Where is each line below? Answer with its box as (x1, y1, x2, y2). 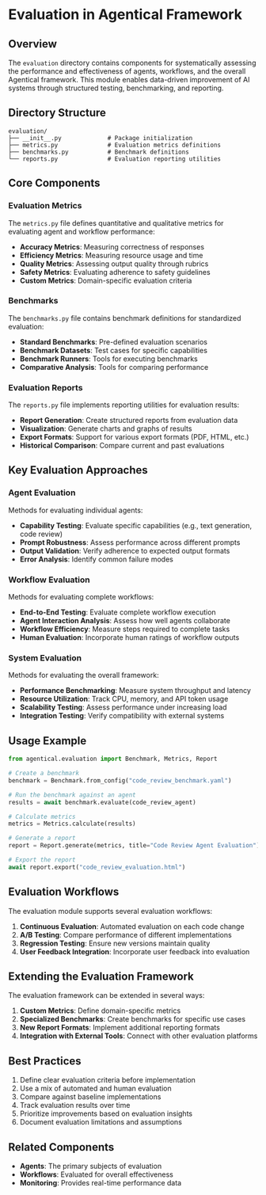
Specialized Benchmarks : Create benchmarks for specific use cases (19, 1014, 246, 1024)
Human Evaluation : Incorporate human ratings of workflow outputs (19, 633, 240, 642)
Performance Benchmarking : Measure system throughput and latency (19, 686, 252, 695)
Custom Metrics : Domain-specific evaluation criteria (19, 276, 192, 285)
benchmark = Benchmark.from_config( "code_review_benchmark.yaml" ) (8, 776, 232, 785)
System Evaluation (8, 653, 82, 663)
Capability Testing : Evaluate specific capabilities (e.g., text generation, (19, 520, 253, 530)
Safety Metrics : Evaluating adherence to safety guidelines (19, 267, 211, 276)
